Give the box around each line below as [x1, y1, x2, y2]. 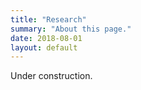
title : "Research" [10, 14, 87, 25]
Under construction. [10, 70, 93, 82]
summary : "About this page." [10, 24, 132, 34]
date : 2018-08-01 [10, 33, 83, 43]
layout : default [10, 42, 78, 53]
